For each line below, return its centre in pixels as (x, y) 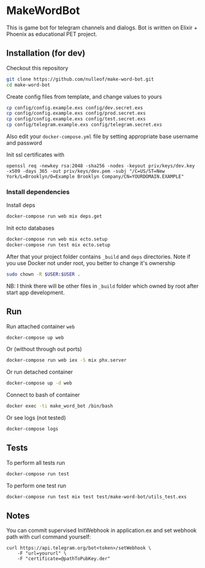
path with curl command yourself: (49, 537)
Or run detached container (40, 372)
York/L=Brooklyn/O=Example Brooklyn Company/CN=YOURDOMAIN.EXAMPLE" (95, 177)
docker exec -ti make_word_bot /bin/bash (60, 406)
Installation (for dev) (46, 53)
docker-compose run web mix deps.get (54, 217)
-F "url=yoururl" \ (42, 553)
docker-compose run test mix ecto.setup (59, 245)
